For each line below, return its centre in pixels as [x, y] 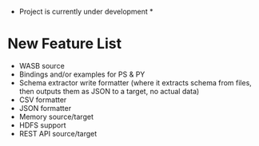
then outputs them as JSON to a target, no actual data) [109, 91]
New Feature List [64, 44]
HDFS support [42, 125]
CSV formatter [43, 100]
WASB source [42, 65]
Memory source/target [56, 116]
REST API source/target [58, 133]
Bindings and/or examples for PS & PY [82, 74]
